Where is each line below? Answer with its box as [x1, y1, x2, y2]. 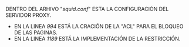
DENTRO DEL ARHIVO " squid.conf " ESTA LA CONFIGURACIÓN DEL [5, 6, 169, 12]
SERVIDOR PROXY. [5, 12, 52, 19]
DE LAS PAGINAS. [14, 29, 58, 36]
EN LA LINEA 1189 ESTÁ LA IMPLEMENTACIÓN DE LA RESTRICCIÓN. [14, 35, 181, 42]
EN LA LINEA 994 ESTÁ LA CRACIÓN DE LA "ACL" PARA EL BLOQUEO [14, 23, 184, 30]
